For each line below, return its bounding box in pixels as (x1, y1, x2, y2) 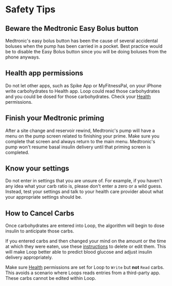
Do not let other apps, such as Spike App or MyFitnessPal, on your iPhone (5, 82, 162, 88)
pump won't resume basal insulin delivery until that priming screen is (5, 144, 151, 150)
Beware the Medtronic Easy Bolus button (5, 24, 139, 33)
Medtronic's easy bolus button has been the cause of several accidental (5, 37, 158, 44)
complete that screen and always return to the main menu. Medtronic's (5, 138, 156, 144)
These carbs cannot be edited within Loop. (5, 275, 97, 281)
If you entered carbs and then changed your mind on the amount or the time (5, 238, 166, 244)
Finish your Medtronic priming (5, 114, 104, 123)
